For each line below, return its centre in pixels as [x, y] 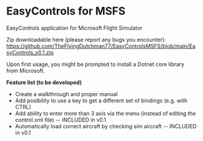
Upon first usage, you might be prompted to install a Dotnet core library [95, 64]
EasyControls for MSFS [66, 11]
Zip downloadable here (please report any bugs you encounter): [86, 39]
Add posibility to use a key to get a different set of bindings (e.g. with [101, 100]
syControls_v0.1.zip [30, 52]
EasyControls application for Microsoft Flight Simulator [75, 28]
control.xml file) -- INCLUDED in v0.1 [60, 120]
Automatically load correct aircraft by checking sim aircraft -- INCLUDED [106, 126]
